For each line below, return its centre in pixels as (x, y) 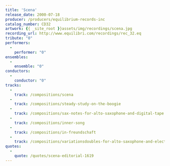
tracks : (13, 85)
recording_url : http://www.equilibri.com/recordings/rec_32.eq (73, 33)
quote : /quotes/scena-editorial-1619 (54, 156)
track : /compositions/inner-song (50, 123)
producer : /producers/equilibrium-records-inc (55, 19)
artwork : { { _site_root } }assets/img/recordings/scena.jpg (69, 29)
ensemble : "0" (29, 66)
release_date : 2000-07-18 (32, 15)
